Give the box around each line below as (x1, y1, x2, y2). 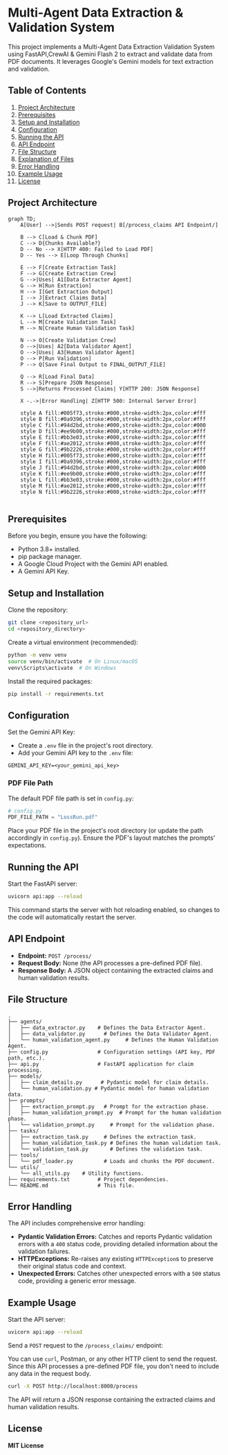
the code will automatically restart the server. (8, 913, 137, 921)
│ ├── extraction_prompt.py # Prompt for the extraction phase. (8, 1103, 209, 1110)
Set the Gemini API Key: (8, 728, 75, 737)
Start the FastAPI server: (8, 879, 78, 888)
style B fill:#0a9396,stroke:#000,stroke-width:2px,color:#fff (20, 415, 207, 422)
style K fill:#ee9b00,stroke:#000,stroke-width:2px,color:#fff (20, 470, 207, 477)
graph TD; (8, 215, 37, 223)
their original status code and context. (17, 1262, 126, 1271)
